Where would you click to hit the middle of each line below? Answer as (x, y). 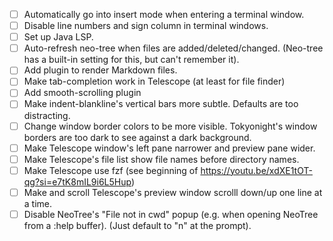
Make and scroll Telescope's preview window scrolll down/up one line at (173, 192)
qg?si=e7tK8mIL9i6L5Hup (77, 181)
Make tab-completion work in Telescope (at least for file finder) (154, 81)
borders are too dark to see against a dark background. (137, 137)
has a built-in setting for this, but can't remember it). (131, 60)
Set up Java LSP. (58, 37)
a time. (38, 203)
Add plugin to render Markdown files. (100, 70)
